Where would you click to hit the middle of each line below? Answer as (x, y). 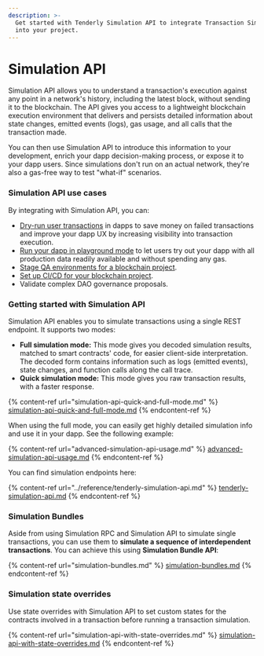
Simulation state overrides (60, 594)
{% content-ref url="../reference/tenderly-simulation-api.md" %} (113, 487)
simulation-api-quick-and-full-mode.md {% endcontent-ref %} (110, 410)
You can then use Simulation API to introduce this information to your (120, 148)
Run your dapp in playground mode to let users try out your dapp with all (137, 250)
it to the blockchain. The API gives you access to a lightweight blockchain (127, 108)
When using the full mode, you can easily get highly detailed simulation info (130, 425)
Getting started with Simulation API (77, 304)
